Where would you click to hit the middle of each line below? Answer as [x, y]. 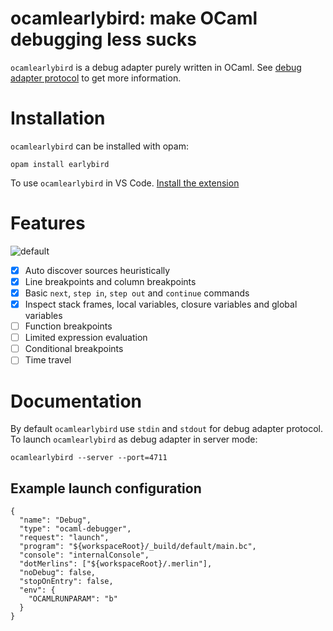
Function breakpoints [68, 326]
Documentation [76, 401]
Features [48, 223]
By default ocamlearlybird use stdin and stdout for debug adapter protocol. [166, 429]
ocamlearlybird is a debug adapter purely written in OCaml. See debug [156, 67]
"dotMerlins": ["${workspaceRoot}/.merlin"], [116, 564]
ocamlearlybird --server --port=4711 [89, 458]
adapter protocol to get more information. [96, 78]
